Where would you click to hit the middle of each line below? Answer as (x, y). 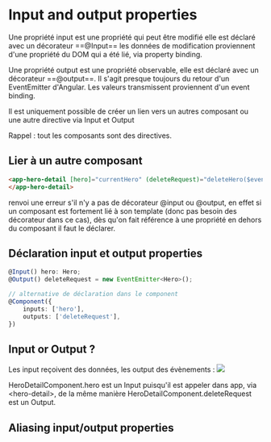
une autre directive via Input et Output (71, 119)
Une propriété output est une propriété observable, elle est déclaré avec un (134, 69)
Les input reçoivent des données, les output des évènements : (112, 369)
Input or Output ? (52, 349)
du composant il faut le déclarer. (62, 228)
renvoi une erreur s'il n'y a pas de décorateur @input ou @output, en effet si (135, 202)
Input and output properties (103, 15)
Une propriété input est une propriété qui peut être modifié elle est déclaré (132, 37)
